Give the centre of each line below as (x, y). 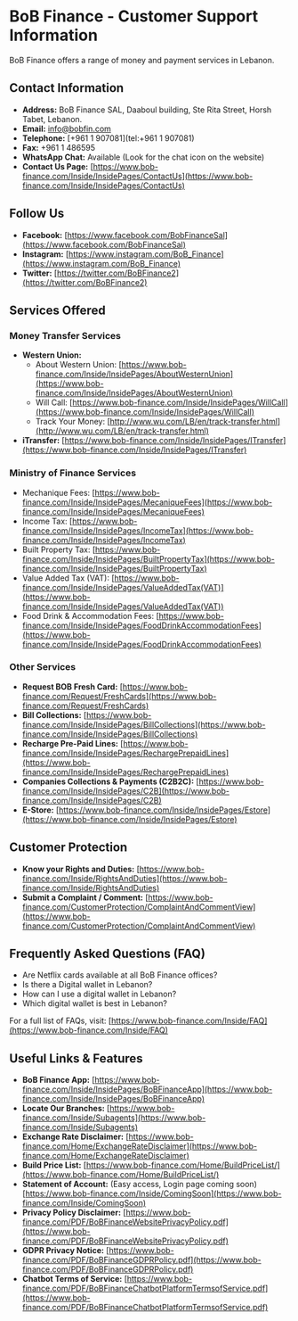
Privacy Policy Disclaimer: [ (74, 1213)
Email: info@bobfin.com (66, 128)
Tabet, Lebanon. (52, 119)
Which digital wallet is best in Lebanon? (94, 1003)
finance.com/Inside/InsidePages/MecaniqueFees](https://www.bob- (147, 502)
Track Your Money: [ (73, 422)
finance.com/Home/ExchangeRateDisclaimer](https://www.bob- (140, 1146)
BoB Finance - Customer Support (134, 17)
